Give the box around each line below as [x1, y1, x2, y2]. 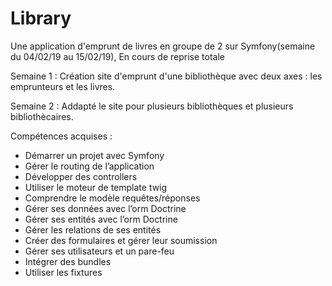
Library [10, 7, 72, 30]
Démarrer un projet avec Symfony [24, 149, 165, 161]
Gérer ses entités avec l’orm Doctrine [24, 213, 178, 225]
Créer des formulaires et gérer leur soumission [24, 234, 218, 246]
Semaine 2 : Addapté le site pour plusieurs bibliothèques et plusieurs [10, 100, 294, 112]
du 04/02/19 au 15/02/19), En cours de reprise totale [10, 50, 225, 62]
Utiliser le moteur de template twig [24, 181, 168, 193]
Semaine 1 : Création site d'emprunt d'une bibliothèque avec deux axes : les [10, 70, 323, 82]
